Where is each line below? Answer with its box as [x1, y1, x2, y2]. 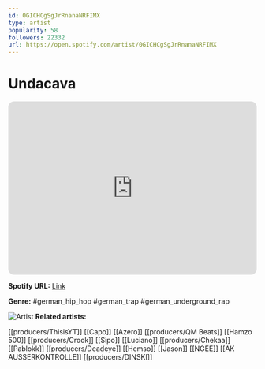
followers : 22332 [8, 33, 65, 42]
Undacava [8, 75, 77, 93]
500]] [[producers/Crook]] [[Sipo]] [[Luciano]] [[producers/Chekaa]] [8, 336, 231, 345]
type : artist [8, 19, 51, 27]
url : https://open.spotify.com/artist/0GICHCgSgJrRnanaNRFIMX [8, 41, 217, 49]
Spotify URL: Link [8, 281, 66, 291]
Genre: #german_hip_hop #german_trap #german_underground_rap [8, 296, 230, 306]
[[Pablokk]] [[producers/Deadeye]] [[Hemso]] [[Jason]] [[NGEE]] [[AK [8, 344, 235, 353]
